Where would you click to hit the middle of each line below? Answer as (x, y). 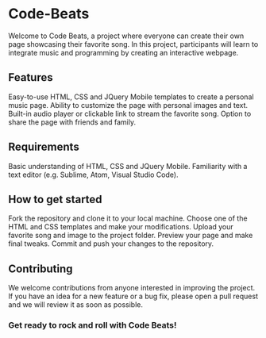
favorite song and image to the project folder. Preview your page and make (131, 236)
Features (31, 77)
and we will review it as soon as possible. (75, 305)
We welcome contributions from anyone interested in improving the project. (132, 288)
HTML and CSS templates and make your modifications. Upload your (121, 227)
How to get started (55, 199)
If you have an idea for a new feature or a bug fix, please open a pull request (133, 296)
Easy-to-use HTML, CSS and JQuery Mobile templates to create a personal (131, 97)
